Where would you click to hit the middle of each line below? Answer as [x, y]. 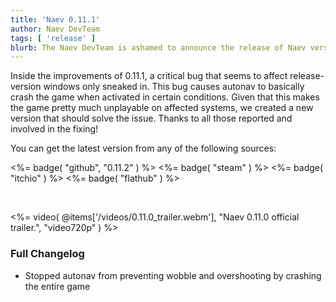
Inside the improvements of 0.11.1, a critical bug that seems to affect [149, 76]
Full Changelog [47, 254]
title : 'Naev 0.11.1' [55, 19]
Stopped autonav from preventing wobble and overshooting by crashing [173, 275]
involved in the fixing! [54, 129]
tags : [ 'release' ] [53, 38]
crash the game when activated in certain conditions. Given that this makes [165, 97]
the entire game [57, 286]
